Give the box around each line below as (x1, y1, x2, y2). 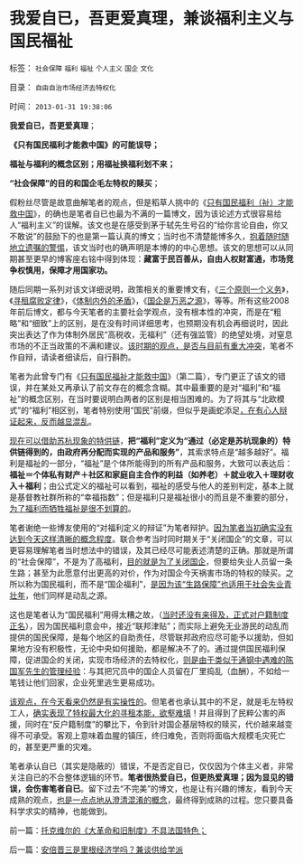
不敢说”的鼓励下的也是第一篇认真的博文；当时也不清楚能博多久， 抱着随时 (9, 230, 282, 241)
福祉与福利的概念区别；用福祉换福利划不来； (9, 158, 176, 169)
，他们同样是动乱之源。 (25, 589, 113, 601)
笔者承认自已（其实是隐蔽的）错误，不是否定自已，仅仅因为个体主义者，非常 (9, 760, 294, 771)
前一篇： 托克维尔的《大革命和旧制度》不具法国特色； (9, 824, 207, 836)
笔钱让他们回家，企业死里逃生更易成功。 (9, 677, 160, 688)
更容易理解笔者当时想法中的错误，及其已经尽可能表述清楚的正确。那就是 (9, 544, 278, 556)
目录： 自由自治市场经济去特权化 (9, 81, 116, 92)
